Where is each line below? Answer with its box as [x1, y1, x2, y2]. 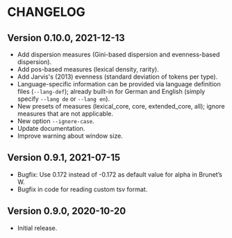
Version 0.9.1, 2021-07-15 [7, 152, 121, 164]
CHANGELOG [7, 4, 85, 20]
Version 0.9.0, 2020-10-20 [7, 205, 126, 217]
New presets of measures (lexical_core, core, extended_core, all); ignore [17, 102, 225, 110]
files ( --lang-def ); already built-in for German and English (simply [17, 88, 206, 95]
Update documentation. [17, 125, 85, 132]
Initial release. [17, 223, 58, 232]
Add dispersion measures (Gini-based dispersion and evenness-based [17, 50, 220, 58]
